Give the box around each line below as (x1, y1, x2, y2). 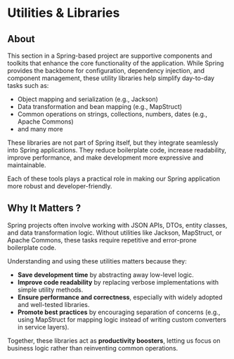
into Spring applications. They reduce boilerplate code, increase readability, (7, 146, 227, 154)
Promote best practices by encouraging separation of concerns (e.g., (17, 308, 221, 316)
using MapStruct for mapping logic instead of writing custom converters (17, 315, 227, 324)
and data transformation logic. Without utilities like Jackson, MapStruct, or (7, 228, 222, 237)
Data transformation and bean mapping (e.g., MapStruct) (17, 103, 183, 110)
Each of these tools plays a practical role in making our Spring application (7, 174, 221, 183)
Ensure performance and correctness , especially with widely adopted (17, 293, 223, 301)
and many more (17, 125, 63, 133)
